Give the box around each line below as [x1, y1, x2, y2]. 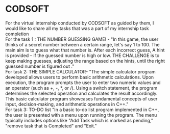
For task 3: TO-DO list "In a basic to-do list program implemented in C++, [5, 106, 159, 113]
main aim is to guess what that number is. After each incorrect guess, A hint [5, 47, 165, 53]
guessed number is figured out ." [5, 63, 75, 69]
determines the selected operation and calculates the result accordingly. [5, 90, 158, 96]
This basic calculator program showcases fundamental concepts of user [5, 95, 158, 102]
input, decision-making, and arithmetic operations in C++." [5, 101, 129, 107]
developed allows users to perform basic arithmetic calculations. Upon [5, 74, 154, 80]
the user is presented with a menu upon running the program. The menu [5, 112, 157, 118]
